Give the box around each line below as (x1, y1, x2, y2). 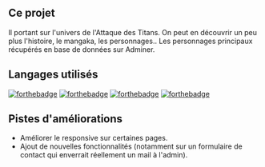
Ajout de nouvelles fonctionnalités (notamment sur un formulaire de (19, 141, 243, 151)
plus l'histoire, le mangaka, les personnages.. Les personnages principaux (8, 36, 253, 46)
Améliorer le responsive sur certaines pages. (19, 133, 168, 143)
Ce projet (8, 6, 56, 20)
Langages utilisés (8, 68, 98, 82)
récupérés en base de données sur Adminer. (8, 44, 155, 54)
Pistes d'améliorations (8, 112, 122, 126)
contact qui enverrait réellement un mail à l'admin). (19, 150, 188, 160)
